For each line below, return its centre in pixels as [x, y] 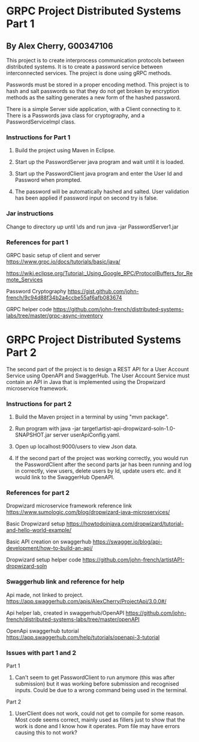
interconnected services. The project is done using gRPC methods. [89, 73]
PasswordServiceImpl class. [41, 122]
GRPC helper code [29, 309]
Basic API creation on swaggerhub [49, 542]
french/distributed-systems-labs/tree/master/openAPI [73, 619]
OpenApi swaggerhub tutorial [43, 630]
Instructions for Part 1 [38, 137]
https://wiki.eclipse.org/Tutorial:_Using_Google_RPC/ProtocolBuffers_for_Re [99, 273]
